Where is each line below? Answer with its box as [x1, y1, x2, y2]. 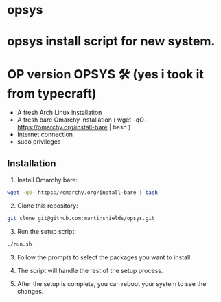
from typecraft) [7, 85, 97, 101]
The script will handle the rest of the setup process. [16, 266, 163, 274]
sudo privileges [16, 138, 61, 146]
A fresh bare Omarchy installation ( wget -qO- [16, 116, 148, 124]
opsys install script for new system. [7, 34, 216, 50]
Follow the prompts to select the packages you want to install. [16, 253, 192, 261]
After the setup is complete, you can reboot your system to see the [16, 279, 207, 288]
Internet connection [16, 130, 73, 139]
